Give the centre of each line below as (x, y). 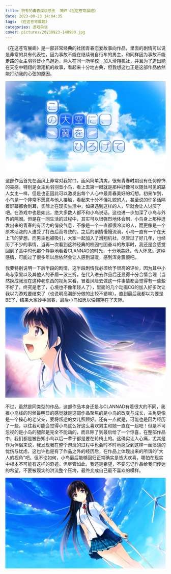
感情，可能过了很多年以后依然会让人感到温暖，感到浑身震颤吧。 (72, 257)
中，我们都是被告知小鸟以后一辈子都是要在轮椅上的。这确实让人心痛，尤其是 (85, 439)
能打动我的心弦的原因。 (30, 74)
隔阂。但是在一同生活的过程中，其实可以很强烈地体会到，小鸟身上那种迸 (90, 219)
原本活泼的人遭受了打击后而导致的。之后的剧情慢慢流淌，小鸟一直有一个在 (83, 231)
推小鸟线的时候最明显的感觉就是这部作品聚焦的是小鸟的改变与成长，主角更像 (85, 413)
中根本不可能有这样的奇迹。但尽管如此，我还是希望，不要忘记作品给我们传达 (85, 464)
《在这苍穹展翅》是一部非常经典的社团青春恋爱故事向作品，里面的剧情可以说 (85, 48)
